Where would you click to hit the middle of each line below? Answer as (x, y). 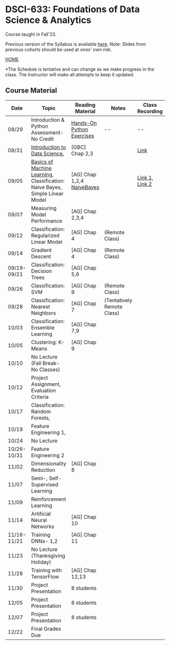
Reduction (43, 470)
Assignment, (46, 384)
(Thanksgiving (48, 556)
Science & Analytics (48, 20)
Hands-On (84, 123)
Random (41, 411)
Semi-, (39, 478)
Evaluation (44, 390)
